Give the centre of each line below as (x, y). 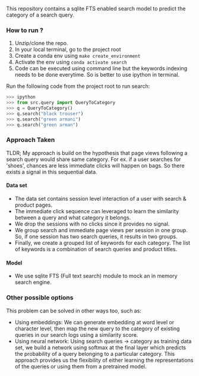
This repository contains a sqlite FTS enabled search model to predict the (96, 9)
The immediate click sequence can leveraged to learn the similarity (97, 211)
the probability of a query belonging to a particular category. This (95, 353)
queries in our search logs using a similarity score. (76, 334)
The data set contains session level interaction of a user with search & (100, 199)
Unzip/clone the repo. (41, 43)
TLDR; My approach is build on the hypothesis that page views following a (97, 153)
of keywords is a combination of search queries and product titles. (96, 249)
